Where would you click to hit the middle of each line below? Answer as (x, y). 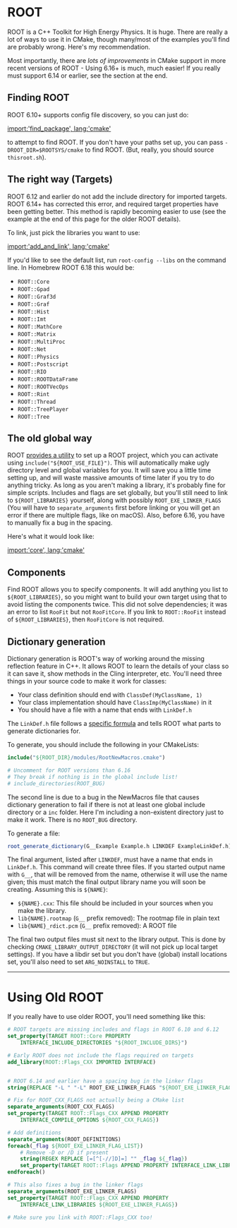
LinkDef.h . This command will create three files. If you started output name (116, 867)
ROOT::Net (32, 349)
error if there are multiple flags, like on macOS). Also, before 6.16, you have (116, 515)
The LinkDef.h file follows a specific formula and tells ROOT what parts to (114, 723)
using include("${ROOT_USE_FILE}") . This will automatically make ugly (109, 463)
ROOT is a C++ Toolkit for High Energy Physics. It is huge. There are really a (117, 32)
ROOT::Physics (38, 357)
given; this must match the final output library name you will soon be (107, 882)
